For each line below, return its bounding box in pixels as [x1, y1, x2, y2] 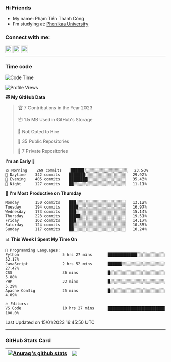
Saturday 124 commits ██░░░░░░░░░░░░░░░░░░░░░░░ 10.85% [5, 222, 147, 227]
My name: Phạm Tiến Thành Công [12, 16, 85, 22]
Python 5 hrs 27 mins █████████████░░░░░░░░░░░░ [5, 252, 165, 257]
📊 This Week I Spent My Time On [5, 236, 77, 242]
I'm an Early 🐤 [5, 158, 35, 164]
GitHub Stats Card [5, 337, 51, 344]
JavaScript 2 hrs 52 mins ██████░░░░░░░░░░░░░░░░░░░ [5, 261, 165, 266]
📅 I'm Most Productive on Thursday [5, 190, 82, 196]
